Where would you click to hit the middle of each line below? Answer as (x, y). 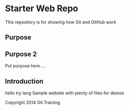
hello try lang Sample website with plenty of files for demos (64, 93)
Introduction (24, 81)
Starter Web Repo (42, 9)
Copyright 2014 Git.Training (33, 102)
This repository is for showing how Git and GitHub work (61, 22)
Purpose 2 (21, 54)
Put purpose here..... (26, 66)
